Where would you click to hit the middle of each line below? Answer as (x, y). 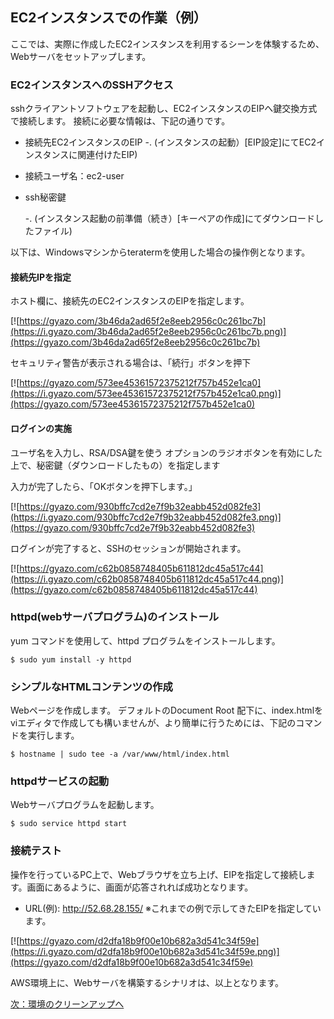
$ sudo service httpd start (69, 824)
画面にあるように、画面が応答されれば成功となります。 (140, 887)
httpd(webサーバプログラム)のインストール (115, 617)
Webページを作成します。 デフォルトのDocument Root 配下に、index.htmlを (167, 710)
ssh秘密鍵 (45, 197)
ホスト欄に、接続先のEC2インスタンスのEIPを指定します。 (130, 301)
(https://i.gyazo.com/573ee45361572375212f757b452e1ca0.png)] (146, 394)
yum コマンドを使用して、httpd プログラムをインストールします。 (145, 640)
